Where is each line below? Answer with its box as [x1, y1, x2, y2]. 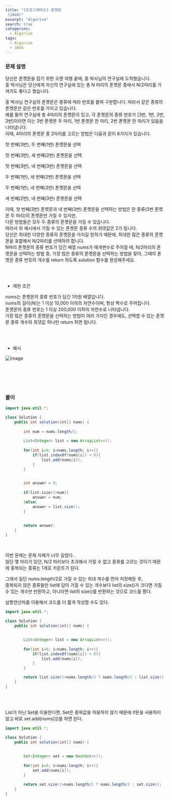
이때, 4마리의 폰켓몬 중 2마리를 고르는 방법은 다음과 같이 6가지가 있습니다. [5, 130, 151, 137]
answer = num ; [32, 495, 62, 500]
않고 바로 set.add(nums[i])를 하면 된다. [5, 716, 83, 722]
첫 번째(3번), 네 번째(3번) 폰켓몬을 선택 [5, 163, 82, 169]
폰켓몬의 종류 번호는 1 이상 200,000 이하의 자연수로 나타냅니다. [5, 306, 130, 312]
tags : [5, 36, 17, 41]
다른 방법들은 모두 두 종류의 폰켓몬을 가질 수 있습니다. [5, 219, 110, 225]
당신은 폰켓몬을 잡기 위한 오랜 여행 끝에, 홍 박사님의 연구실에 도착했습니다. [5, 75, 151, 81]
